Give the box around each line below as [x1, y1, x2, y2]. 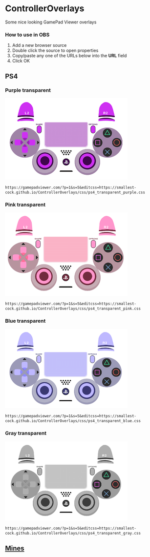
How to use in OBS [5, 31, 50, 38]
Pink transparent [5, 201, 46, 208]
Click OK [12, 58, 30, 64]
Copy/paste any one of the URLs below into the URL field [12, 53, 127, 59]
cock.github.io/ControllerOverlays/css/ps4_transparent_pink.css [5, 306, 141, 311]
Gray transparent [5, 430, 47, 437]
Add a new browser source [12, 42, 67, 48]
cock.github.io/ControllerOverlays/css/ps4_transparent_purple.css [5, 190, 146, 195]
